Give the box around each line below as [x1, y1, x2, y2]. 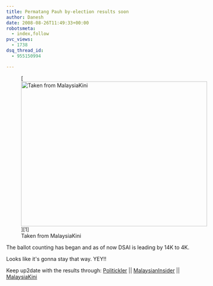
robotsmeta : [6, 25, 36, 32]
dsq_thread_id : [6, 48, 44, 54]
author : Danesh [6, 14, 44, 20]
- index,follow [11, 31, 49, 37]
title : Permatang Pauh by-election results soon [6, 8, 129, 15]
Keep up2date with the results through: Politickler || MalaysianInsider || [6, 266, 180, 274]
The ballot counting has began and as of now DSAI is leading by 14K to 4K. [6, 244, 190, 251]
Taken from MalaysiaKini [21, 232, 82, 239]
